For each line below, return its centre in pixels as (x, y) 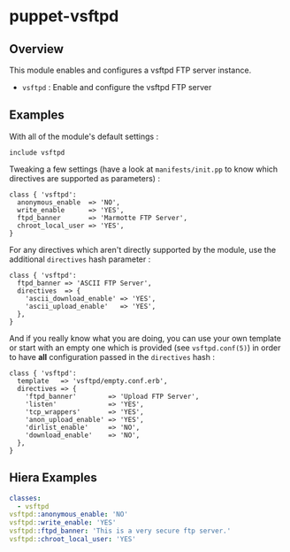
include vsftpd (37, 152)
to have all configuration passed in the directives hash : (112, 356)
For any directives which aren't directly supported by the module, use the (143, 249)
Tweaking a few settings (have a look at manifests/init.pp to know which (144, 169)
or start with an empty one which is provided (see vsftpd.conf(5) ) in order (145, 348)
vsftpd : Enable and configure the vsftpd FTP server (117, 87)
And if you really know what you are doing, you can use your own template (145, 338)
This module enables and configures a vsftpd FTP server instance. (130, 70)
